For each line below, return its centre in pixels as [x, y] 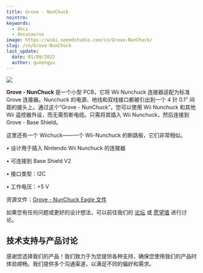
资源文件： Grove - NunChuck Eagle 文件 [56, 199]
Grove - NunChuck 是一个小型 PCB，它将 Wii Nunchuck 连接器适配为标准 [98, 92]
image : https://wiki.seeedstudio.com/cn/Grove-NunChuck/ [79, 40]
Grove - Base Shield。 [34, 122]
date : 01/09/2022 [34, 57]
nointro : [17, 18]
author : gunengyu [34, 62]
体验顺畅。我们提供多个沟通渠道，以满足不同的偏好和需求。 [80, 264]
